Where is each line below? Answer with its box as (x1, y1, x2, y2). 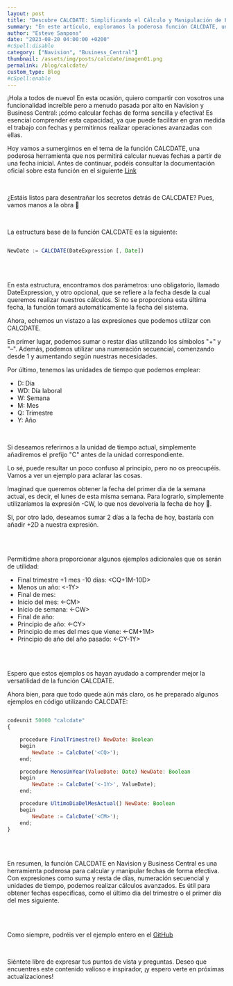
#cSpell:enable (7, 74, 51, 82)
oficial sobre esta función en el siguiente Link (7, 166, 137, 175)
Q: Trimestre (17, 408, 53, 418)
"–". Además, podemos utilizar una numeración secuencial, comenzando (7, 345, 215, 353)
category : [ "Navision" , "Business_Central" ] (7, 49, 138, 56)
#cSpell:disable (7, 42, 54, 49)
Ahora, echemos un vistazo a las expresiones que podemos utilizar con (7, 317, 212, 325)
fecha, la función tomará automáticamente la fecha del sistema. (7, 303, 189, 312)
